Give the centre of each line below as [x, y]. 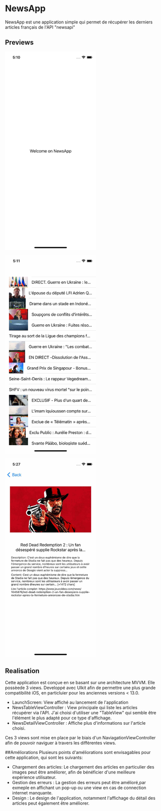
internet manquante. [32, 793]
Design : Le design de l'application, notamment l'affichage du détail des [84, 798]
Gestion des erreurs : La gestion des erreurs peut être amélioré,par [79, 783]
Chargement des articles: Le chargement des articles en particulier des [83, 767]
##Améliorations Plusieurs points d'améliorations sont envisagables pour [78, 752]
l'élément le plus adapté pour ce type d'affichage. [62, 718]
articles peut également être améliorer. [51, 803]
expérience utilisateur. [34, 777]
